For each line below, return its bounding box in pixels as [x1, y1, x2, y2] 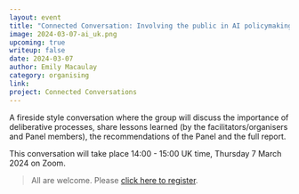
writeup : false [9, 46, 66, 55]
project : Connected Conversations [9, 87, 138, 96]
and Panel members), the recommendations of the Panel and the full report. [9, 131, 287, 141]
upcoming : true [9, 37, 66, 47]
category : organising [9, 71, 90, 80]
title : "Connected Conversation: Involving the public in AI [9, 21, 241, 30]
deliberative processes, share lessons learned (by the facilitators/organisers [9, 121, 288, 132]
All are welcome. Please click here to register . [30, 174, 198, 185]
